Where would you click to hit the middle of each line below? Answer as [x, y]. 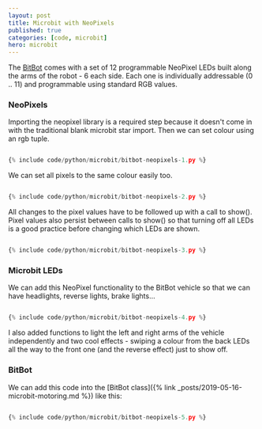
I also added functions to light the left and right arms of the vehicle [116, 332]
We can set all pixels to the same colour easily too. [90, 176]
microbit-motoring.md [44, 396]
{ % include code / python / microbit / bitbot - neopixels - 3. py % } [107, 250]
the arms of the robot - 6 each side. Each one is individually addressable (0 [131, 76]
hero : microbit [33, 45]
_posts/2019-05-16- [210, 387]
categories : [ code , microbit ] [58, 38]
